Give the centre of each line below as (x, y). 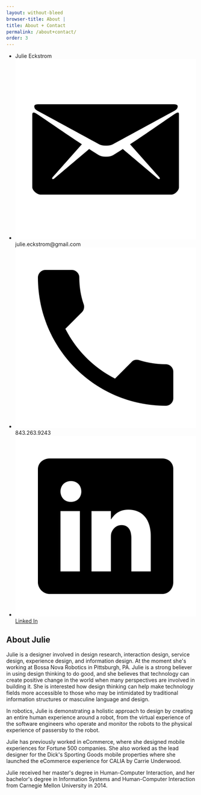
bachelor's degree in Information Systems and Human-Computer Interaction (101, 779)
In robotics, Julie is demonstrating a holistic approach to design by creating (100, 711)
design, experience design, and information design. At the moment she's (96, 661)
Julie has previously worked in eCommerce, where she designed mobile (96, 741)
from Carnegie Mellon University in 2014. (57, 785)
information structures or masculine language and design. (78, 699)
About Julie (28, 640)
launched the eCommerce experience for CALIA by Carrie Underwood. (94, 761)
